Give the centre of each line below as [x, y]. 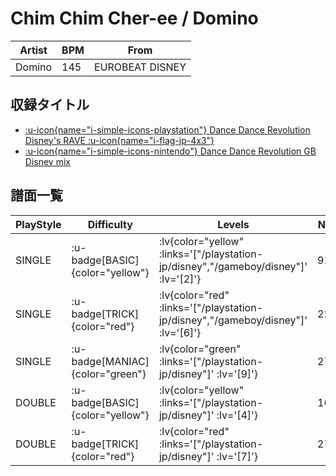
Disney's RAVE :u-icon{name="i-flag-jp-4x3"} [119, 140]
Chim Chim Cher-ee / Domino [134, 18]
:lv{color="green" [200, 349]
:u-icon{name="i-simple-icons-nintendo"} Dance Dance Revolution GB [170, 151]
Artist [33, 50]
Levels [233, 224]
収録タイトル [50, 105]
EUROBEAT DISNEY [140, 67]
